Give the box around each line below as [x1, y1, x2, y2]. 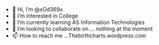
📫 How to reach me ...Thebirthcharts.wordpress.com [12, 32, 146, 39]
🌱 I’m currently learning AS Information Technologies [12, 19, 145, 26]
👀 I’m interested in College [12, 12, 79, 19]
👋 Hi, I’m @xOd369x [12, 6, 63, 13]
